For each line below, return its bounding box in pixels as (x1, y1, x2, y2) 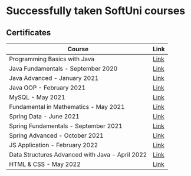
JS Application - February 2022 (9, 141, 98, 149)
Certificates (6, 28, 51, 38)
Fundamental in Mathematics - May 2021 (9, 103, 125, 111)
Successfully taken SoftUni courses (6, 4, 186, 18)
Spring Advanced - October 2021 (9, 131, 104, 140)
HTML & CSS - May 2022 (9, 160, 81, 168)
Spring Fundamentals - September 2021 (9, 122, 123, 130)
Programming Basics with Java (9, 55, 95, 63)
